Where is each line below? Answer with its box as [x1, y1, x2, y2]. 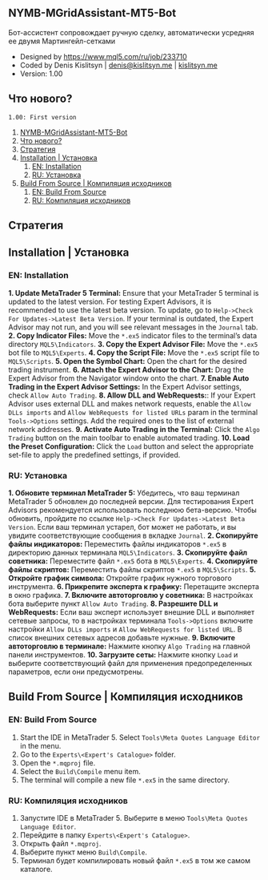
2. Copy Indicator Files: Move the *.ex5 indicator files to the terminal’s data [8, 330, 258, 340]
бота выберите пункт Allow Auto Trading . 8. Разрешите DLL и [8, 599, 218, 608]
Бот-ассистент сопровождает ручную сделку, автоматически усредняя [8, 27, 254, 37]
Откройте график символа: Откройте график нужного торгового [8, 573, 232, 583]
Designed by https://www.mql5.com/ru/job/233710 [19, 51, 188, 61]
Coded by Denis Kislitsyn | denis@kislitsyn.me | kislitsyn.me [19, 60, 218, 70]
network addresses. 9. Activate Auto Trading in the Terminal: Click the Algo [8, 424, 260, 434]
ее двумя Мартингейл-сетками [8, 36, 116, 46]
